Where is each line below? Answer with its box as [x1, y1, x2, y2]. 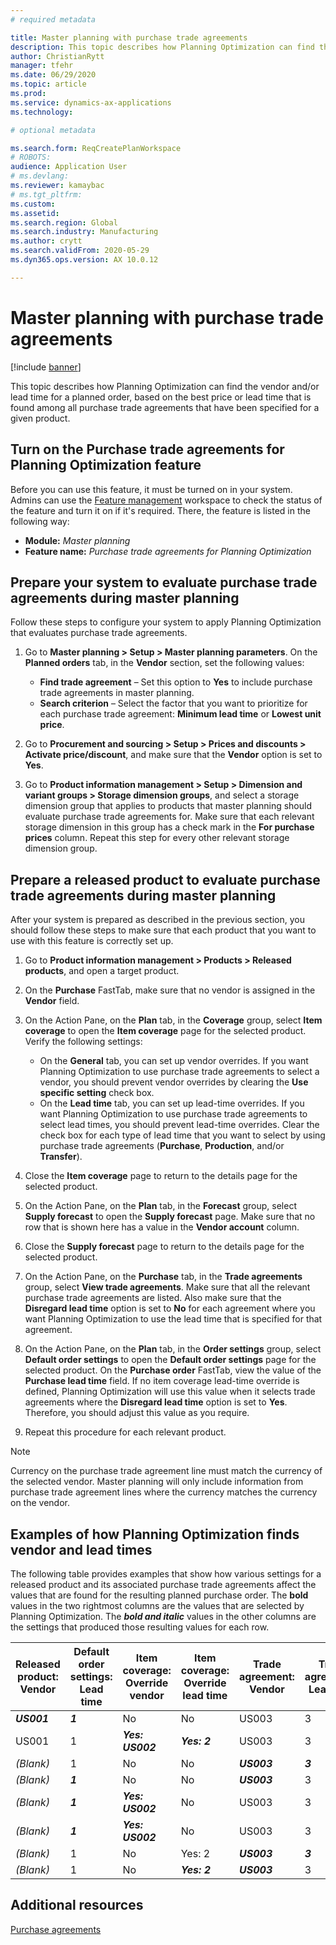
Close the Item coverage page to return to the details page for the [24, 1170, 298, 1182]
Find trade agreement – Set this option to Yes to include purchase [39, 676, 313, 688]
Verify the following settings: [24, 1036, 143, 1048]
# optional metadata [10, 125, 97, 135]
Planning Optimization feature [10, 457, 202, 474]
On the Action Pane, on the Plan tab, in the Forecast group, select [24, 1200, 297, 1212]
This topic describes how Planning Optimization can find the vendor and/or [10, 380, 320, 392]
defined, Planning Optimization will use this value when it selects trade [24, 1386, 316, 1398]
